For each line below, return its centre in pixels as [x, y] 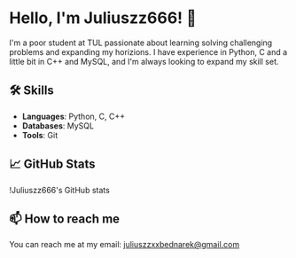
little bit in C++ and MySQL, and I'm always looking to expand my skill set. [144, 61]
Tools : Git [40, 135]
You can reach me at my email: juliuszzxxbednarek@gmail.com [125, 245]
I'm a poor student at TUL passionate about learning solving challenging [141, 43]
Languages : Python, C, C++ [74, 116]
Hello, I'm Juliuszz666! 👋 [103, 18]
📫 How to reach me [65, 219]
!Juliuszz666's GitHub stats [60, 190]
